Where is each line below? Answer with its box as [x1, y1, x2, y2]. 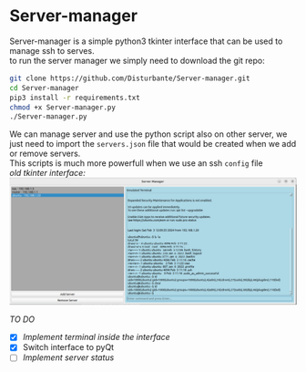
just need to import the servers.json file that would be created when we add [9, 139, 297, 150]
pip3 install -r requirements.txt [9, 93, 141, 102]
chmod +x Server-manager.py [9, 102, 117, 112]
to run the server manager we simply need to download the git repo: [9, 55, 266, 66]
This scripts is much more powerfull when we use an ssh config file [9, 158, 263, 169]
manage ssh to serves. [9, 45, 95, 56]
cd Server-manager [9, 83, 79, 92]
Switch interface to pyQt [22, 342, 115, 353]
